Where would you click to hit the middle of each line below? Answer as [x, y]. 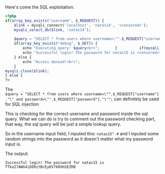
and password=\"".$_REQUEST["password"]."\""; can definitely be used [87, 99]
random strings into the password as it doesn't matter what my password [79, 139]
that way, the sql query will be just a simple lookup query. [63, 124]
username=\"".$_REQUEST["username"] [122, 94]
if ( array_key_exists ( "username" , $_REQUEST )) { [55, 21]
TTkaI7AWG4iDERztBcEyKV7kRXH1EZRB [41, 167]
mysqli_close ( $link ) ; [27, 71]
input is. [13, 144]
